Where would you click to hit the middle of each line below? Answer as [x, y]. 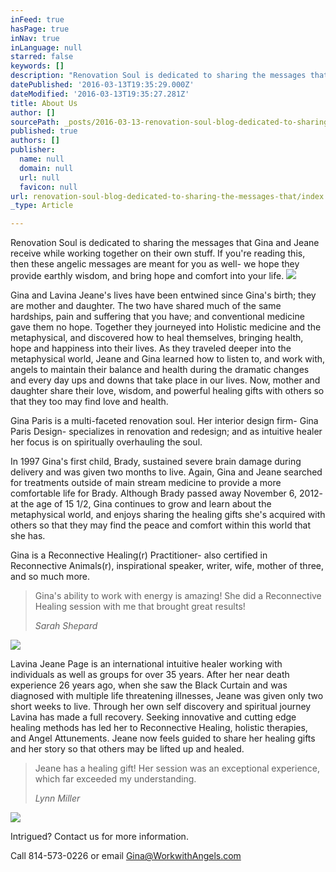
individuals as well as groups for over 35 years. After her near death [150, 675]
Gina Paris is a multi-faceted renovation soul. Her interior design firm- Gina [164, 421]
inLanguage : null [46, 47]
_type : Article [42, 206]
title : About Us [44, 103]
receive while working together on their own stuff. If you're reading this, [158, 253]
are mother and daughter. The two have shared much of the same [146, 306]
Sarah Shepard [66, 626]
